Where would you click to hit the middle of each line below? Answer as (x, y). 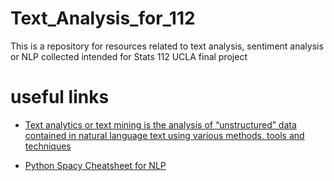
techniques (48, 146)
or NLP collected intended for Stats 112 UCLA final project (129, 56)
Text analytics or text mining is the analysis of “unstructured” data (160, 124)
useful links (60, 97)
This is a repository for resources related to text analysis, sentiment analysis (167, 46)
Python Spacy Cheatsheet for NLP (95, 165)
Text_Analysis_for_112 (103, 18)
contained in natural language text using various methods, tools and (164, 135)
